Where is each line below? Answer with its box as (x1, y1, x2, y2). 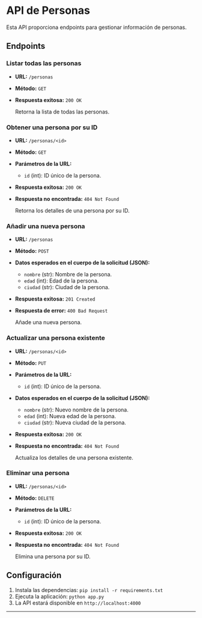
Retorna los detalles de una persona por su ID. (14, 206, 130, 214)
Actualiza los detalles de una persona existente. (14, 454, 133, 461)
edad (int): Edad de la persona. (23, 277, 99, 284)
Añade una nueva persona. (14, 319, 82, 326)
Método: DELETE (14, 494, 55, 502)
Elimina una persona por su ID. (14, 553, 91, 560)
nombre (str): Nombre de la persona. (23, 271, 112, 278)
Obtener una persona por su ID (6, 123, 98, 132)
